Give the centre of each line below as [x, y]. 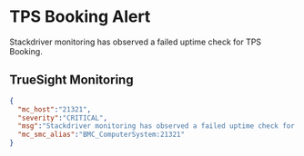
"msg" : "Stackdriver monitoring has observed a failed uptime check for [157, 126]
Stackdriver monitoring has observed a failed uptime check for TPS [136, 42]
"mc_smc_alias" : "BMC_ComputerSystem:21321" [101, 135]
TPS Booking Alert [80, 17]
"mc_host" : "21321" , [55, 109]
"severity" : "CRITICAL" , [62, 118]
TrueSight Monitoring [71, 80]
